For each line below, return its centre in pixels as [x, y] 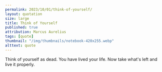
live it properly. [20, 64]
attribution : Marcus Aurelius [36, 32]
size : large [17, 18]
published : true [21, 28]
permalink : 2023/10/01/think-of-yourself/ [49, 9]
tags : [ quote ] [19, 37]
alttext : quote [20, 45]
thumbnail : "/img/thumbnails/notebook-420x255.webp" [60, 41]
